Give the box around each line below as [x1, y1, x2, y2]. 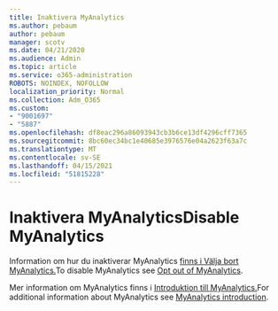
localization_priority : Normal [9, 87, 125, 96]
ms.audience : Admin [9, 54, 81, 63]
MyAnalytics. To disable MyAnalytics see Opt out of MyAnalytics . [9, 265, 243, 276]
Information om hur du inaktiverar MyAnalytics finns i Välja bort [9, 256, 239, 267]
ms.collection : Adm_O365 [9, 95, 101, 105]
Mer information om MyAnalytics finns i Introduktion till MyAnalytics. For [9, 283, 270, 293]
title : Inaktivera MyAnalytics [9, 12, 125, 22]
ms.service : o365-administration [9, 71, 133, 80]
